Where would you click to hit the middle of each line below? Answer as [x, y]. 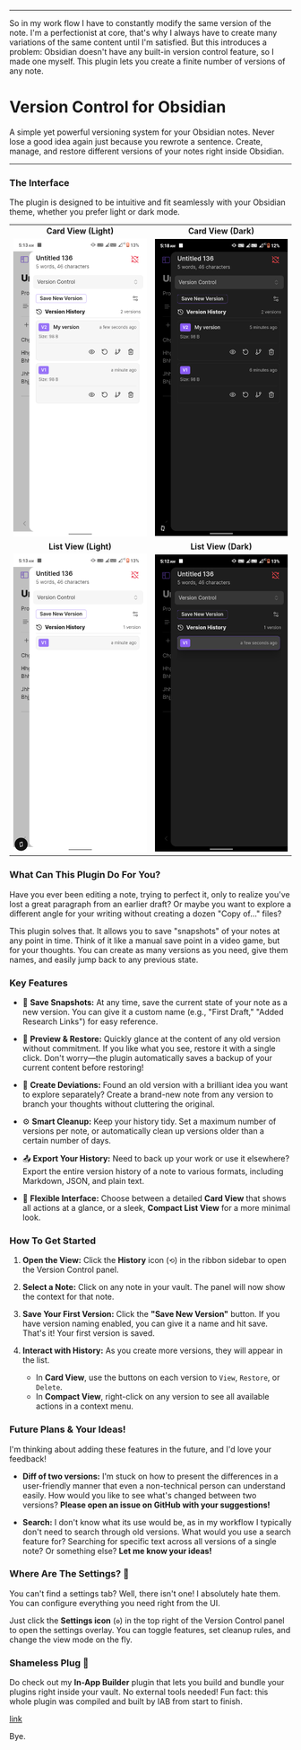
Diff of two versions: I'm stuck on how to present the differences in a [150, 1476]
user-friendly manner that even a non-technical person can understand [154, 1485]
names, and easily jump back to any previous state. [104, 959]
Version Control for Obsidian [118, 107]
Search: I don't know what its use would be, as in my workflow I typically [157, 1522]
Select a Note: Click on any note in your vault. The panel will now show [154, 1287]
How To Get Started [53, 1241]
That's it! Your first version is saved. [88, 1333]
